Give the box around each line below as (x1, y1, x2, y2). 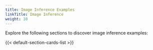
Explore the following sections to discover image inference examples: (5, 30, 148, 36)
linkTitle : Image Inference (5, 12, 64, 17)
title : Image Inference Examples (5, 7, 75, 12)
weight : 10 (5, 16, 28, 21)
